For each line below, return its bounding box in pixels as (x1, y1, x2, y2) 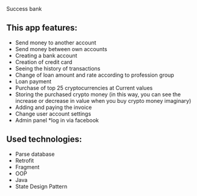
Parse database (15, 150, 55, 158)
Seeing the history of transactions (15, 65, 101, 72)
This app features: (6, 23, 78, 33)
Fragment (15, 163, 40, 170)
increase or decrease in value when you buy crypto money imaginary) (15, 97, 192, 104)
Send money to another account (15, 39, 96, 46)
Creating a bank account (15, 52, 77, 59)
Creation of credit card (15, 58, 73, 66)
